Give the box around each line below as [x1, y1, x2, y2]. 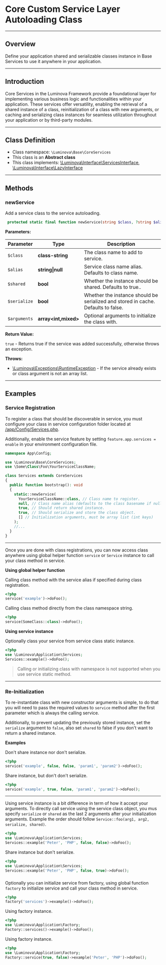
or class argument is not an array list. [12, 370, 88, 376]
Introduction [5, 77, 44, 86]
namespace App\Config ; [5, 451, 52, 456]
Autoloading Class [5, 14, 83, 25]
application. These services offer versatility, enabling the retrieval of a [5, 101, 147, 107]
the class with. [83, 318, 118, 325]
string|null [38, 266, 63, 273]
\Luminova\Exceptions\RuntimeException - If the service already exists [12, 365, 157, 371]
